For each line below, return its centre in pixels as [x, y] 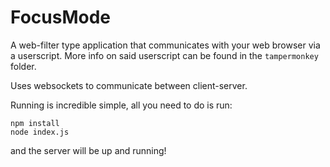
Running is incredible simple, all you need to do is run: [121, 105]
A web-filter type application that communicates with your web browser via [165, 45]
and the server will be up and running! [88, 150]
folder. [23, 66]
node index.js [40, 132]
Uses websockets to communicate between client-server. [129, 85]
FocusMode [60, 17]
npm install [35, 123]
